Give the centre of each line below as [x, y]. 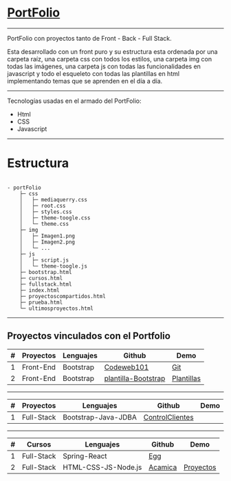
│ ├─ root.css [43, 206]
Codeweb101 [126, 367]
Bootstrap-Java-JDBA [100, 417]
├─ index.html [40, 290]
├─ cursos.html [41, 278]
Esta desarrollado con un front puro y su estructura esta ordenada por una [112, 51]
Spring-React [85, 455]
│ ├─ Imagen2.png [47, 242]
